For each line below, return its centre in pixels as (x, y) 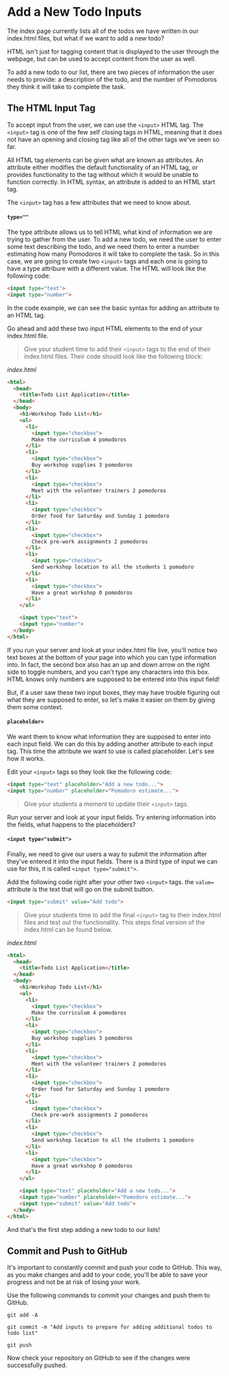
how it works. (26, 758)
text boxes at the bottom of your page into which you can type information (112, 657)
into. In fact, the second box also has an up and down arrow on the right (108, 664)
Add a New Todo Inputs (75, 12)
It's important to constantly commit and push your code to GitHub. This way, (114, 1268)
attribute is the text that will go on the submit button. (81, 889)
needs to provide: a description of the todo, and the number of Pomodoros (112, 79)
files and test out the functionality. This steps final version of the (114, 922)
